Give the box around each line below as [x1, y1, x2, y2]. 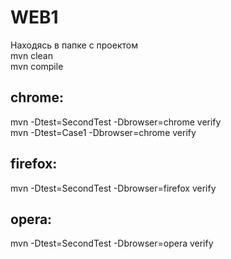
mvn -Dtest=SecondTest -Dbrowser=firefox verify [10, 182, 217, 194]
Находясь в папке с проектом [10, 39, 138, 51]
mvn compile [10, 60, 64, 72]
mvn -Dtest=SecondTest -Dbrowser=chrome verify [10, 116, 222, 128]
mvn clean [10, 49, 53, 61]
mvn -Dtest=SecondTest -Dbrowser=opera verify [10, 237, 214, 250]
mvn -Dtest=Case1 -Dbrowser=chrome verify [10, 126, 197, 138]
